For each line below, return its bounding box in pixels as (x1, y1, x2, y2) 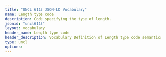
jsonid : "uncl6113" (5, 21, 45, 26)
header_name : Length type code (5, 30, 70, 35)
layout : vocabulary (5, 26, 45, 31)
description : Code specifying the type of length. (5, 16, 112, 21)
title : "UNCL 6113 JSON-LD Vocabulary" (5, 7, 87, 12)
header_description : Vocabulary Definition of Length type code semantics (5, 35, 163, 40)
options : (5, 44, 23, 49)
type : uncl (5, 40, 28, 45)
